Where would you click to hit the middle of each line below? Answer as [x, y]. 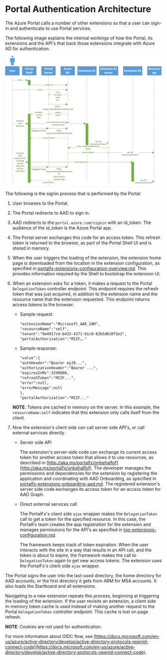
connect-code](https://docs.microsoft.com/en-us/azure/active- [70, 647]
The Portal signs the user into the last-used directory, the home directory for [83, 576]
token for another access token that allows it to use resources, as [86, 457]
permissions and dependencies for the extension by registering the [88, 473]
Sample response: [38, 348]
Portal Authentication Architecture [78, 9]
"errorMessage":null [41, 388]
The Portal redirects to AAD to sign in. [51, 213]
